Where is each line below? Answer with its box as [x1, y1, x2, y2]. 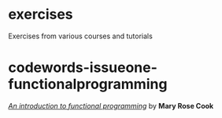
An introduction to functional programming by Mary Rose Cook [8, 101, 214, 110]
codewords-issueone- [8, 59, 157, 77]
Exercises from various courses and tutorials [8, 31, 154, 41]
